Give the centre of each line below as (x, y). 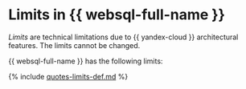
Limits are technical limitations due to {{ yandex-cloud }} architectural (123, 37)
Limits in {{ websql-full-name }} (117, 15)
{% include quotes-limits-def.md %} (68, 76)
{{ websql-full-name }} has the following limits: (86, 61)
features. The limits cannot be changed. (74, 45)
